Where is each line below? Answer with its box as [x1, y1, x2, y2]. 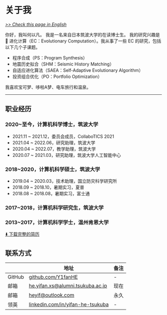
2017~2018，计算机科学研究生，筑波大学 [5, 204, 104, 211]
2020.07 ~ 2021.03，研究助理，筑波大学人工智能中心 [12, 152, 121, 158]
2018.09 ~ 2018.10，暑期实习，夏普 [12, 184, 84, 190]
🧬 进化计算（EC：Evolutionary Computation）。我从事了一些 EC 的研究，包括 [5, 38, 162, 44]
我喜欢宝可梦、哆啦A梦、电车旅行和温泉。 [5, 84, 91, 90]
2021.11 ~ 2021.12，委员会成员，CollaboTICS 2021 [12, 133, 114, 139]
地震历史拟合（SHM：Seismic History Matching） [12, 61, 114, 67]
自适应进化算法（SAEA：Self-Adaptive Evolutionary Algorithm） [12, 67, 143, 73]
